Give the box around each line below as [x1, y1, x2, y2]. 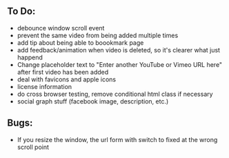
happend [17, 53, 43, 61]
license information [17, 82, 72, 90]
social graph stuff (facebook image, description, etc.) [17, 97, 169, 106]
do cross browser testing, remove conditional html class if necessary [17, 90, 213, 98]
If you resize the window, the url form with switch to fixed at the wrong [17, 135, 218, 144]
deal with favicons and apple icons [17, 75, 116, 83]
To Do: [7, 6, 36, 17]
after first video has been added [17, 68, 109, 76]
